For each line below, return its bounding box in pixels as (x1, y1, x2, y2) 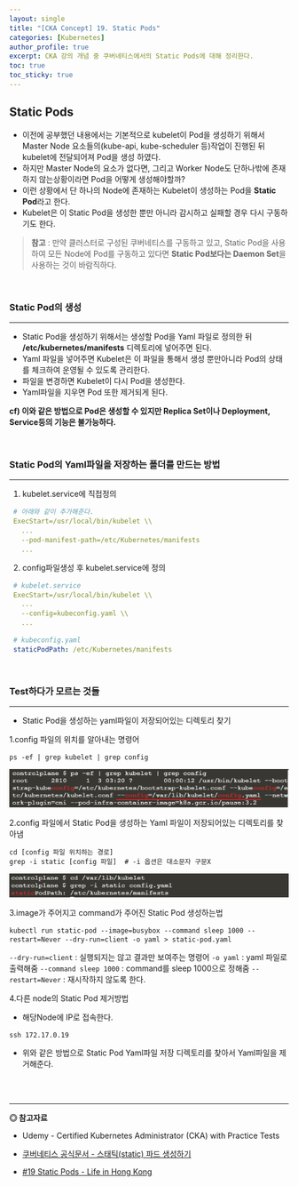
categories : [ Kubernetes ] (9, 33, 105, 42)
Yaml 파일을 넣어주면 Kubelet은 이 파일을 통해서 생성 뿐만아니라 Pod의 (21, 353, 267, 364)
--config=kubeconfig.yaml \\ (20, 609, 129, 618)
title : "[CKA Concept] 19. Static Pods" (9, 23, 161, 33)
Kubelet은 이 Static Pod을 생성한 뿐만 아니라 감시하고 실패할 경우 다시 (21, 207, 264, 218)
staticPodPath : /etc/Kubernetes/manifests (12, 645, 173, 653)
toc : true (9, 61, 46, 70)
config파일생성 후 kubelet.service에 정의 (21, 562, 166, 573)
